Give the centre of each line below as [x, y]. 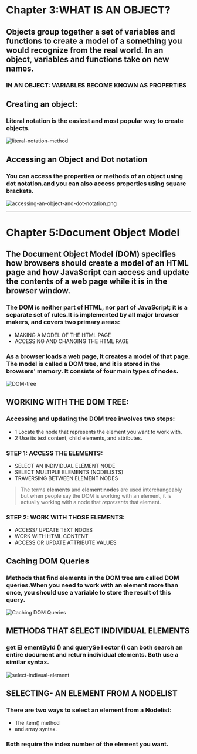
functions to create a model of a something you [94, 41]
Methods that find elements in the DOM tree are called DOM [93, 578]
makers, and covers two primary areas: [63, 322]
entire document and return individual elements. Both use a [92, 655]
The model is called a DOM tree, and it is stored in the [83, 364]
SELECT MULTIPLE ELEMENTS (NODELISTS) [69, 472]
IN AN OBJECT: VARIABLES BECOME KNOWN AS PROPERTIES [96, 85]
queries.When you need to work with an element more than [92, 585]
